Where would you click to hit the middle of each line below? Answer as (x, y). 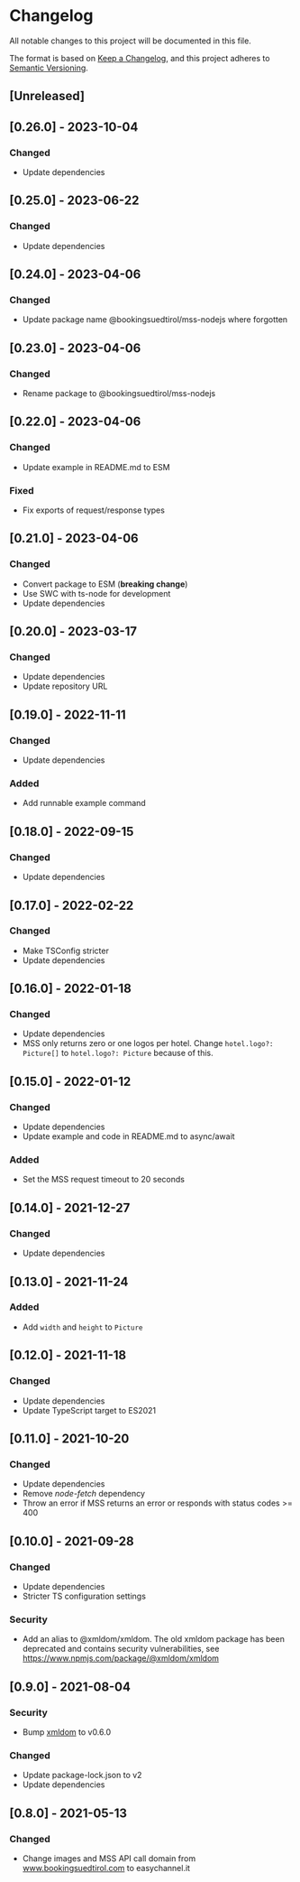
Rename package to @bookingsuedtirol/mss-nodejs (119, 394)
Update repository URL (65, 686)
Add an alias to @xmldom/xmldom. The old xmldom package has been (154, 1639)
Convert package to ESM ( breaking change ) (105, 584)
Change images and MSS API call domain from (109, 1858)
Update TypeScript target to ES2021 (89, 1410)
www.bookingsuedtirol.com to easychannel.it (106, 1868)
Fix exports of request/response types (93, 510)
